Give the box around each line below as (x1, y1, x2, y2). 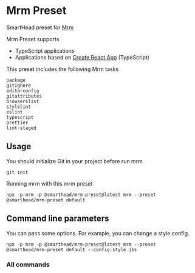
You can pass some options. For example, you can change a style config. (6, 229, 190, 237)
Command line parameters (6, 214, 109, 224)
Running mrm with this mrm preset (6, 180, 93, 187)
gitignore (6, 83, 32, 89)
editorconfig (6, 87, 39, 94)
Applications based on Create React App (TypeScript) (15, 53, 150, 61)
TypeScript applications (15, 47, 75, 55)
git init (6, 169, 29, 175)
